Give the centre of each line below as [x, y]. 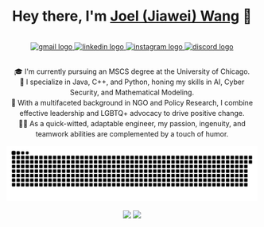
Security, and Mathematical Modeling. [132, 92]
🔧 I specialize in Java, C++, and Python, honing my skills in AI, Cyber [132, 82]
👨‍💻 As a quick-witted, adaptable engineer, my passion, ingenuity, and [132, 123]
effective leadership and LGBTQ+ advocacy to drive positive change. [132, 113]
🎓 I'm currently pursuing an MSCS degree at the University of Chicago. [132, 71]
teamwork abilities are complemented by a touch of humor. [132, 133]
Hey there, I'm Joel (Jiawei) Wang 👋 [132, 16]
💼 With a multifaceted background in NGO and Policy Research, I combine [132, 102]
